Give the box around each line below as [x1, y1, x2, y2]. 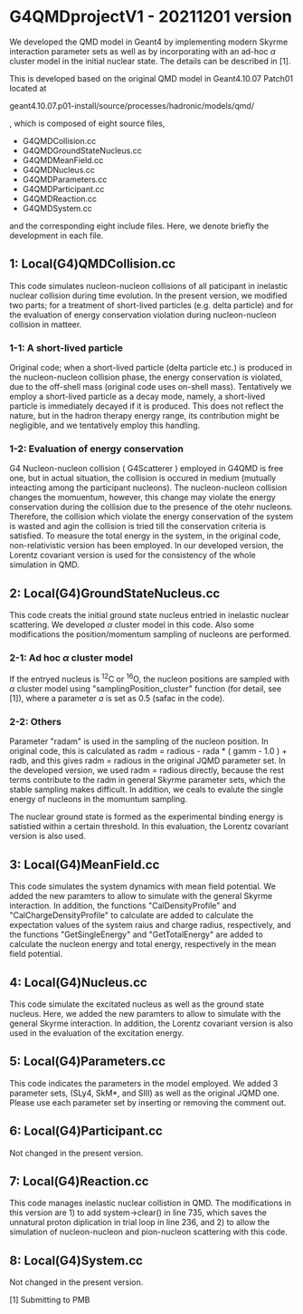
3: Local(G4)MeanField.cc [9, 856, 160, 872]
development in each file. [9, 229, 104, 241]
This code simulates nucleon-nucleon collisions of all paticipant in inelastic [9, 280, 289, 291]
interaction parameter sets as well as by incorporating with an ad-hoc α [9, 45, 276, 56]
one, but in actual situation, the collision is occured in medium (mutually [9, 473, 277, 484]
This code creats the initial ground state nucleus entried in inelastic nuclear [9, 610, 289, 621]
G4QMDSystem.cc [22, 202, 92, 214]
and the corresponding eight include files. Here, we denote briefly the [9, 220, 270, 231]
